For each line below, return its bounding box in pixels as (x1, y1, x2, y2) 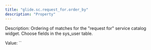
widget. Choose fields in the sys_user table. (5, 30, 93, 36)
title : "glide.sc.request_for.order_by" (5, 7, 89, 12)
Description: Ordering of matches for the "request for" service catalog (5, 25, 147, 31)
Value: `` (5, 40, 22, 46)
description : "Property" (5, 12, 56, 17)
